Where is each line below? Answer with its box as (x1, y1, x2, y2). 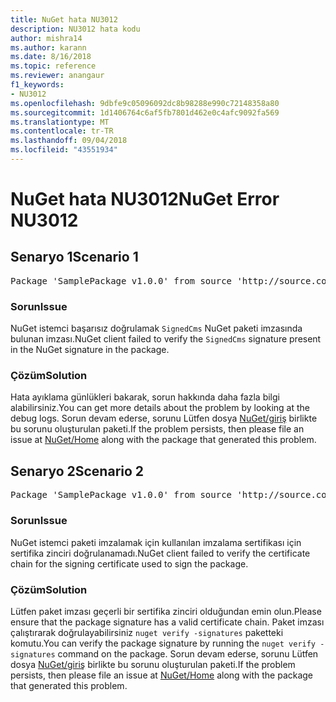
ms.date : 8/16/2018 (10, 52, 92, 62)
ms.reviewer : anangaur (10, 71, 105, 81)
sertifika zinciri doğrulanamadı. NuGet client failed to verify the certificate (10, 547, 311, 559)
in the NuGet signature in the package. (10, 344, 170, 356)
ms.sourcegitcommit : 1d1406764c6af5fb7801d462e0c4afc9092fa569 (10, 107, 280, 118)
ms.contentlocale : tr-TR (10, 126, 114, 136)
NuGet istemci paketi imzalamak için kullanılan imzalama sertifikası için (10, 536, 302, 548)
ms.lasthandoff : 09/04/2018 (10, 136, 128, 146)
